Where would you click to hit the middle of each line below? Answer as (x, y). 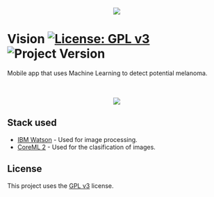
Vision (26, 39)
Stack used (32, 123)
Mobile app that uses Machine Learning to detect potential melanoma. (107, 73)
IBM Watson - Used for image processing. (77, 139)
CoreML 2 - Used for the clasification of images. (87, 147)
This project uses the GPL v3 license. (60, 186)
